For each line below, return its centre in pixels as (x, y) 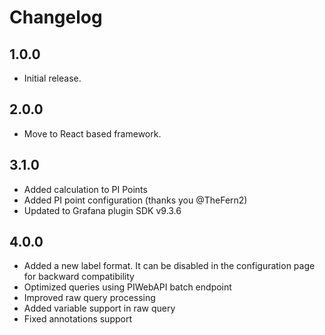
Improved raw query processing (89, 298)
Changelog (56, 17)
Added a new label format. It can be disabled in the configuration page (169, 266)
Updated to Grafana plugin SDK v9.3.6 (102, 210)
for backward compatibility (79, 277)
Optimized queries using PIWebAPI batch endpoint (127, 287)
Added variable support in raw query (99, 308)
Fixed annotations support (78, 319)
